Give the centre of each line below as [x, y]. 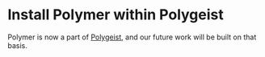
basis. [17, 45]
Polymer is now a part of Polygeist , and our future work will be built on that [132, 37]
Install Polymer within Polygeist [116, 15]
